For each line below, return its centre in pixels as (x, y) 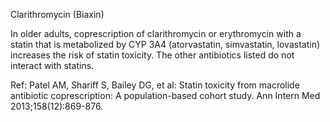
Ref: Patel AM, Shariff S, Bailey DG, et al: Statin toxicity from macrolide (155, 85)
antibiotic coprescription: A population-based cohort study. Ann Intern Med (165, 95)
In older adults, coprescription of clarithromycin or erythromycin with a (156, 33)
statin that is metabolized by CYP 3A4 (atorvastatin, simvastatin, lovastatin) (165, 44)
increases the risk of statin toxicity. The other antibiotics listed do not (152, 55)
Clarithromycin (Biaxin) (57, 14)
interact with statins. (52, 65)
